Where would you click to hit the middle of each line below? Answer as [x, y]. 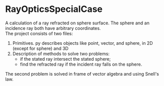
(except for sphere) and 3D [40, 48]
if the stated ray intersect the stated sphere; [65, 59]
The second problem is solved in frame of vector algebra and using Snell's [82, 74]
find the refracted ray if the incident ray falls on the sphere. [81, 64]
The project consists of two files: [39, 33]
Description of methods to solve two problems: [61, 54]
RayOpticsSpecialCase [54, 9]
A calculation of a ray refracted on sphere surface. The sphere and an [77, 23]
